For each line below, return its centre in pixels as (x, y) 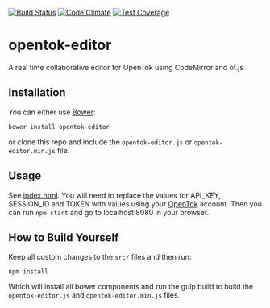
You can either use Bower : (52, 112)
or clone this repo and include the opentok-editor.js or (100, 142)
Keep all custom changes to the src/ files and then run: (100, 257)
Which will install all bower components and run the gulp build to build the (131, 287)
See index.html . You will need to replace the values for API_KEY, (115, 195)
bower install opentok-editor (59, 127)
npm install (28, 272)
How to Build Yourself (64, 237)
